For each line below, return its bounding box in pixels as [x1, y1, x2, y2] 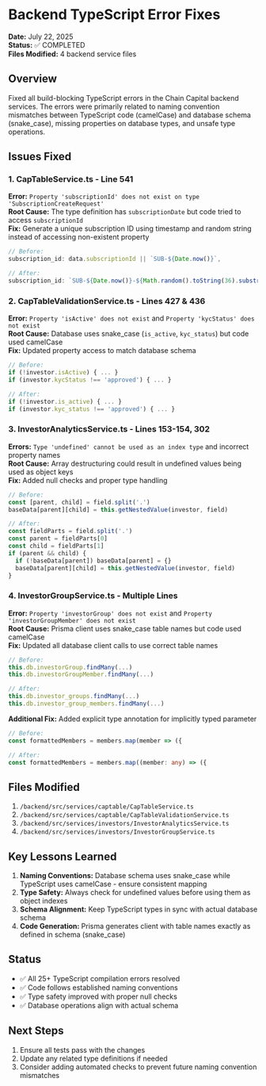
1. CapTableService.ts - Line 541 [8, 174, 134, 185]
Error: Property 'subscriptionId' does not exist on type [8, 192, 200, 201]
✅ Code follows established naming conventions [19, 982, 178, 992]
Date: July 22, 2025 [8, 32, 74, 41]
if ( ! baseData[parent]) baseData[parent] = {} [15, 557, 172, 565]
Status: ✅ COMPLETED [8, 40, 85, 49]
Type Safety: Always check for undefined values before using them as [19, 888, 251, 897]
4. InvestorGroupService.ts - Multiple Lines [8, 590, 178, 601]
